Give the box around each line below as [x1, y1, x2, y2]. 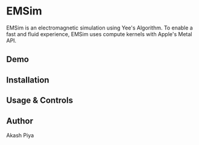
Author [6, 116, 33, 126]
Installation [6, 75, 49, 85]
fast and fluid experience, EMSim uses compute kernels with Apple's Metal [6, 30, 192, 37]
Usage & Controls [6, 95, 74, 106]
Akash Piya [6, 131, 34, 139]
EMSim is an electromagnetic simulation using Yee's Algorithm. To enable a [6, 24, 193, 31]
